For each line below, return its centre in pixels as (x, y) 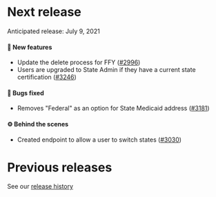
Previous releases (60, 167)
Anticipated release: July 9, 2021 (53, 31)
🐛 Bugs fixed (26, 93)
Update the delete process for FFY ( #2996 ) (79, 62)
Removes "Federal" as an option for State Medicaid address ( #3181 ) (113, 109)
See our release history (40, 187)
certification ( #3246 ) (47, 77)
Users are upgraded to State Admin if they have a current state (106, 70)
